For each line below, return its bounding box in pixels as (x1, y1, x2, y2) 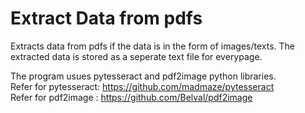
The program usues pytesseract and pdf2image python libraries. (10, 70, 277, 82)
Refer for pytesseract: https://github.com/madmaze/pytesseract (10, 80, 275, 92)
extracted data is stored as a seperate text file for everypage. (10, 50, 263, 62)
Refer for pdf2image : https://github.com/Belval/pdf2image (10, 91, 253, 103)
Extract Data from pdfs (10, 7, 203, 30)
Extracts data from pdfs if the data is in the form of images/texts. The (10, 40, 296, 52)
